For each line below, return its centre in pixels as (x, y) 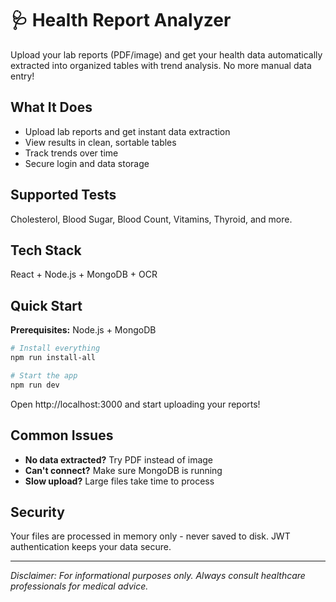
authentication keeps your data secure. (91, 547)
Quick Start (46, 305)
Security (37, 512)
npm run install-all (53, 358)
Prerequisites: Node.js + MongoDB (83, 330)
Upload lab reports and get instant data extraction (127, 131)
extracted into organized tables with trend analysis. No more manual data (161, 65)
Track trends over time (71, 153)
